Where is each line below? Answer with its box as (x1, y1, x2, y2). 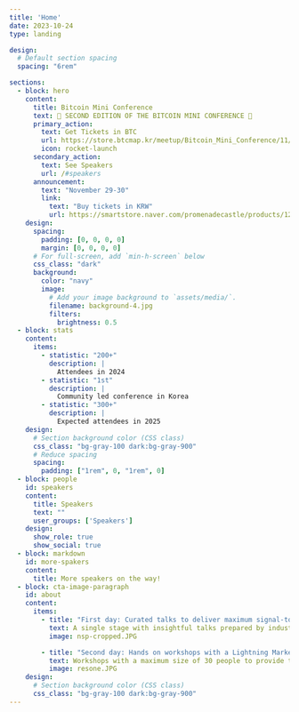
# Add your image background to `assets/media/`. (48, 292, 238, 302)
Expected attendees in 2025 (56, 417, 162, 426)
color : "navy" (41, 276, 93, 285)
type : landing (9, 29, 62, 38)
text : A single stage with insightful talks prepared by (48, 623, 265, 632)
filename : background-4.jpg (48, 301, 153, 310)
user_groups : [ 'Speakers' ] (32, 516, 133, 525)
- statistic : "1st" (41, 375, 114, 385)
